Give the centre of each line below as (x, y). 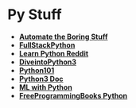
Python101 (37, 70)
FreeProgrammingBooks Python (73, 95)
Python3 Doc (41, 79)
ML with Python (45, 87)
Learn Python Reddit (54, 53)
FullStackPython (47, 44)
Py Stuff (35, 15)
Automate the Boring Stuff (63, 37)
